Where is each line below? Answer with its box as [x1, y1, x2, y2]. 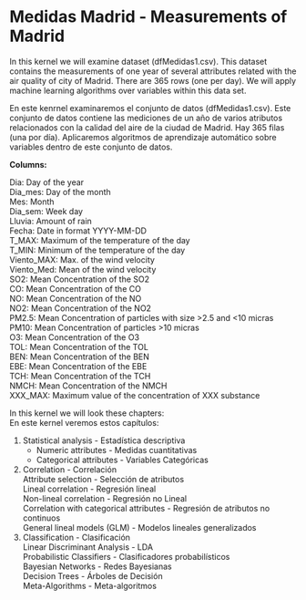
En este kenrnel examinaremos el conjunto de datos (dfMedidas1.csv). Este [9, 102, 291, 113]
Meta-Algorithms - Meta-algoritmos [22, 580, 158, 591]
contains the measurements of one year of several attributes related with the [9, 66, 297, 77]
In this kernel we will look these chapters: [9, 408, 165, 419]
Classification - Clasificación [22, 532, 130, 543]
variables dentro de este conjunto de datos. [9, 141, 173, 152]
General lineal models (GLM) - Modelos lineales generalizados [22, 522, 257, 533]
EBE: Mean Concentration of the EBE [9, 360, 148, 371]
